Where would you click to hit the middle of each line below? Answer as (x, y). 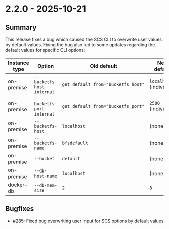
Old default (103, 66)
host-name (46, 176)
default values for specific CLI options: (45, 50)
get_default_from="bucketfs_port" (103, 106)
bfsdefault (75, 143)
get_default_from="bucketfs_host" (103, 84)
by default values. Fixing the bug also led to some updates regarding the (80, 45)
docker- (18, 185)
